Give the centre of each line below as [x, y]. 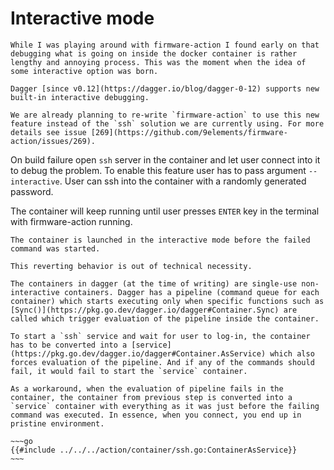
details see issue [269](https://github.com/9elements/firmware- [149, 132]
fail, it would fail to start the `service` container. [129, 371]
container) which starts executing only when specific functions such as [167, 301]
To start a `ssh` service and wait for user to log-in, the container [160, 336]
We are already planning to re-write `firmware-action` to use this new [165, 115]
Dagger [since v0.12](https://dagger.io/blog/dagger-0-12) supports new [165, 88]
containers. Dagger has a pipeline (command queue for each [191, 292]
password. [32, 191]
